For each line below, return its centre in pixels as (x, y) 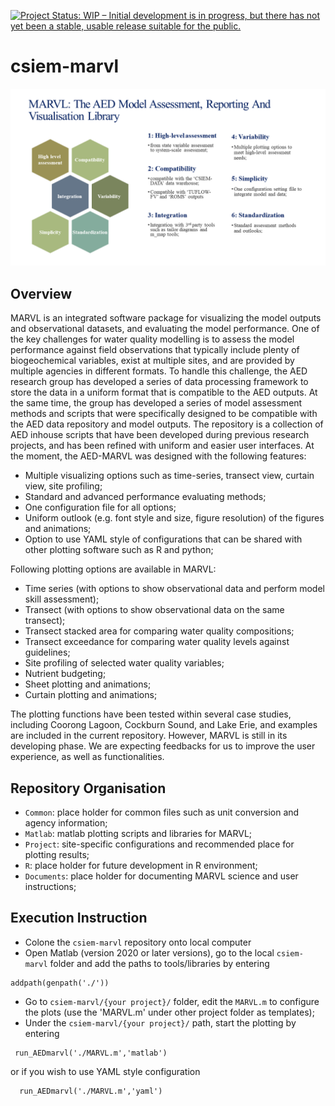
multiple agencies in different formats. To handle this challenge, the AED (159, 371)
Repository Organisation (88, 788)
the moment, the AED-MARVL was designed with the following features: (158, 456)
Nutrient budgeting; (65, 674)
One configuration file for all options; (100, 507)
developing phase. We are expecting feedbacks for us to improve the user (163, 746)
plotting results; (57, 855)
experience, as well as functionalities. (87, 757)
